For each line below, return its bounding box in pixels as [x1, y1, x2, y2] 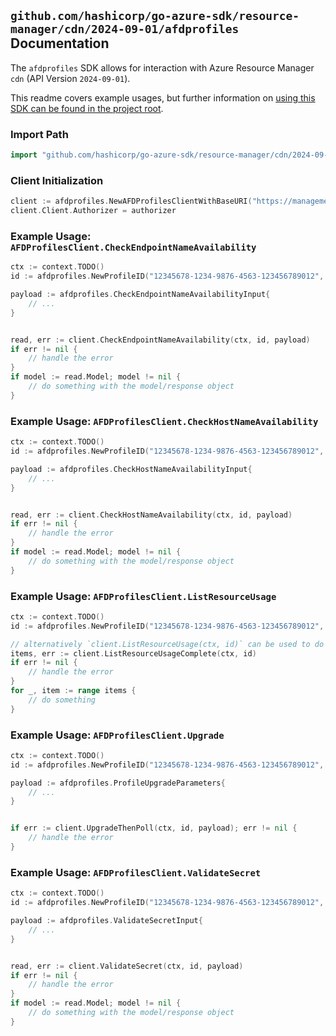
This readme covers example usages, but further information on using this [10, 91, 316, 104]
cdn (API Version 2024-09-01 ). [10, 72, 131, 84]
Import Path [10, 127, 69, 141]
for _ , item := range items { [10, 686, 137, 696]
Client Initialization [10, 173, 104, 187]
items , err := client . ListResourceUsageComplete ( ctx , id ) [10, 648, 257, 659]
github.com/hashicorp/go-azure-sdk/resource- [10, 9, 300, 24]
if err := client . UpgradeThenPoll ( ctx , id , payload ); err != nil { [10, 823, 298, 834]
